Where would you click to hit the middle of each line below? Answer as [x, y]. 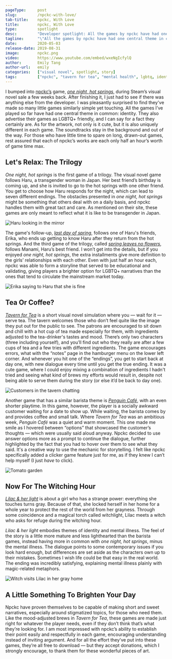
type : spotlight [32, 29]
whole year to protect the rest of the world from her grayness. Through [80, 510]
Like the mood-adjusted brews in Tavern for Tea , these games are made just [86, 618]
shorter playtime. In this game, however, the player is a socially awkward [82, 406]
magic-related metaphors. [33, 569]
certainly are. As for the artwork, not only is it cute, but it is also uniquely [82, 124]
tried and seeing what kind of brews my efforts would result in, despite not [84, 375]
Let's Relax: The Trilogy [44, 162]
